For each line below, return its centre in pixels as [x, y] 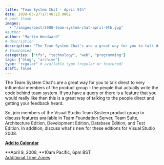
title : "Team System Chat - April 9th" [46, 10]
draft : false [18, 69]
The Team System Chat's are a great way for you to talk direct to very [75, 82]
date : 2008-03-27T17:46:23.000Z [38, 14]
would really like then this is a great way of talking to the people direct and [80, 98]
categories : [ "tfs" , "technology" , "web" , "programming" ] [65, 55]
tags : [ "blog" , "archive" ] [32, 60]
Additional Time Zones [28, 157]
